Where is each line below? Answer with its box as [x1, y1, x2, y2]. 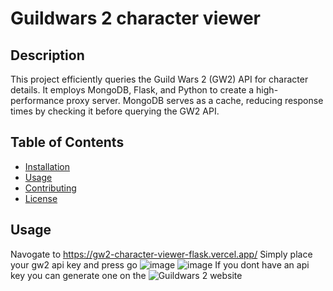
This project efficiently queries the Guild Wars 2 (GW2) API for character [10, 73, 309, 85]
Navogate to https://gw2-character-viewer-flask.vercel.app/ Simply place [10, 248, 313, 260]
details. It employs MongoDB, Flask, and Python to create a [10, 84, 255, 96]
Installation [24, 160, 71, 172]
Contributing [24, 182, 77, 194]
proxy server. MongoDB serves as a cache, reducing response [66, 95, 324, 106]
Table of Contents [10, 134, 125, 151]
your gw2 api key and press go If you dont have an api [10, 258, 310, 271]
